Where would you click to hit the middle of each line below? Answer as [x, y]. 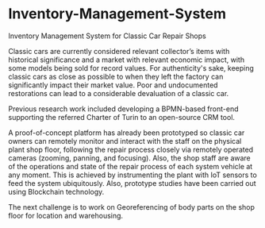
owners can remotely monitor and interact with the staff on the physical [125, 141]
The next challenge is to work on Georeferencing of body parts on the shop [132, 207]
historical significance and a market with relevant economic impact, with [126, 60]
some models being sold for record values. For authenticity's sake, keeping [131, 68]
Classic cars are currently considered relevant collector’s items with [119, 51]
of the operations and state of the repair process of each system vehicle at [131, 166]
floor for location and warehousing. [66, 215]
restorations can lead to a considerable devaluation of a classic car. [119, 93]
